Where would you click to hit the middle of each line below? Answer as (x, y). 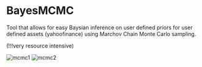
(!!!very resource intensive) (40, 46)
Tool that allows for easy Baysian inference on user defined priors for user (100, 27)
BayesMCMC (40, 11)
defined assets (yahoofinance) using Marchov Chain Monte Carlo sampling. (101, 33)
